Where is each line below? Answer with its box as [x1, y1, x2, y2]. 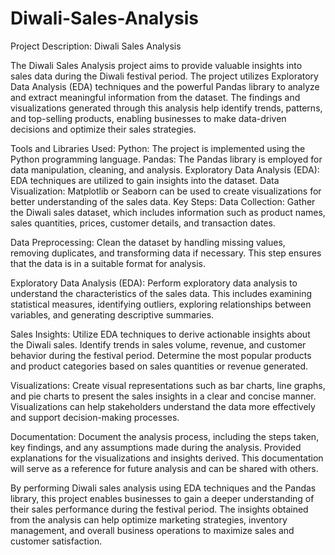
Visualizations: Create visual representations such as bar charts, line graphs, [10, 379, 326, 391]
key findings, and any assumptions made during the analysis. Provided [10, 441, 302, 453]
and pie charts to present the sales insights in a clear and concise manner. [10, 390, 317, 402]
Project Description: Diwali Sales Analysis [10, 40, 182, 52]
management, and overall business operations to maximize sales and [10, 524, 295, 536]
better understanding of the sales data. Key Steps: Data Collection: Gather [10, 195, 316, 207]
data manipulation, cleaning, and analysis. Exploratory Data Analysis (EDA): [10, 163, 320, 176]
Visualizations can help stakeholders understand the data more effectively [10, 400, 316, 412]
